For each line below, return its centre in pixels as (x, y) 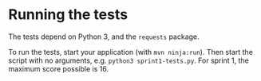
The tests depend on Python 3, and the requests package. (104, 37)
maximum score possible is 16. (59, 68)
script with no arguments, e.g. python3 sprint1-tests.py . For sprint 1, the (129, 60)
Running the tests (68, 15)
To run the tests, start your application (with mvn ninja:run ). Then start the (131, 52)
